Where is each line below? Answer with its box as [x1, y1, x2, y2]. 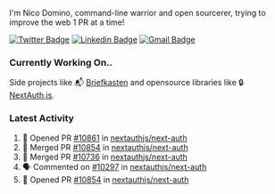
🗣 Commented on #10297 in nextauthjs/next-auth [21, 161, 207, 172]
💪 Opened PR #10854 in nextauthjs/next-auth [21, 174, 189, 185]
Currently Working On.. [9, 56, 113, 69]
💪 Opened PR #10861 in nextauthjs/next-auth [21, 133, 187, 143]
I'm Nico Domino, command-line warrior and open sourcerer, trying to [9, 8, 266, 18]
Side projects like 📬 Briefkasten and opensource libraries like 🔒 [9, 77, 244, 88]
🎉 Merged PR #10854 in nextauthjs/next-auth [21, 141, 189, 152]
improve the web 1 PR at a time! [9, 17, 125, 28]
